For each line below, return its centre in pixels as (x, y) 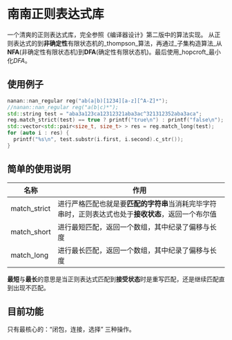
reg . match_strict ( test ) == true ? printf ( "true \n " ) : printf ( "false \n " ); (116, 120)
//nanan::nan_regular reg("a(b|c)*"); (63, 107)
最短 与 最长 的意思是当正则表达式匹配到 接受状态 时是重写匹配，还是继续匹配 (113, 279)
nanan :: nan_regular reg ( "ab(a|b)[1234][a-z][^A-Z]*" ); (88, 101)
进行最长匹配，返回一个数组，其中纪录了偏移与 (134, 250)
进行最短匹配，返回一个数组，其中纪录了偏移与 (134, 227)
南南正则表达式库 (56, 14)
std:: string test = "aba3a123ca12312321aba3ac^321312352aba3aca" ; (105, 114)
